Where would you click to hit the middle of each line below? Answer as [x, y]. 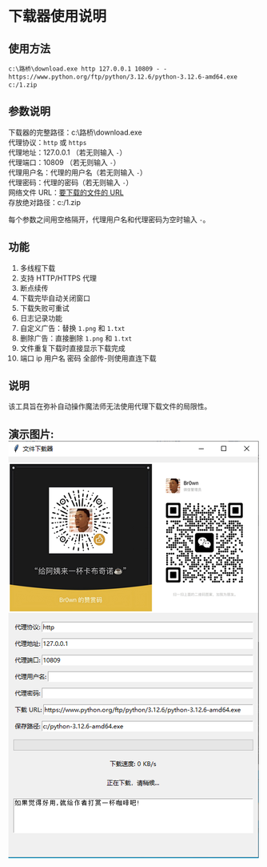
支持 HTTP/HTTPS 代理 [58, 278]
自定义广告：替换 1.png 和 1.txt [72, 328]
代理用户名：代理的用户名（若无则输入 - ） [78, 172]
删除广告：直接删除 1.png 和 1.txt [76, 338]
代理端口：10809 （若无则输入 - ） [64, 162]
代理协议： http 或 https [48, 142]
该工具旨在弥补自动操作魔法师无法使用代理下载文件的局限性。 [110, 406]
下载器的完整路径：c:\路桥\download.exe [75, 132]
